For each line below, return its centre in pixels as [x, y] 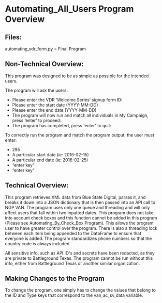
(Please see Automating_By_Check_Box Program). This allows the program [79, 223]
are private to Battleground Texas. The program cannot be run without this [79, 258]
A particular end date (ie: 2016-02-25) [50, 160]
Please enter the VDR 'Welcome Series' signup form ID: [67, 100]
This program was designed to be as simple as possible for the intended [77, 76]
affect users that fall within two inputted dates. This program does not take [79, 213]
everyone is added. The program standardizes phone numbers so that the [79, 238]
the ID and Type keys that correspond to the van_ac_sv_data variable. [74, 295]
